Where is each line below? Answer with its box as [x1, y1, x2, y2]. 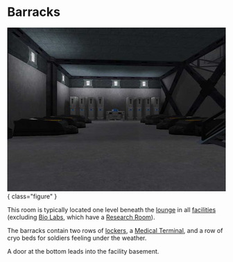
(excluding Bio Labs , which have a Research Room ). [7, 213, 155, 221]
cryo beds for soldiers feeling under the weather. [7, 234, 147, 242]
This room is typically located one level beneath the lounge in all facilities [7, 205, 216, 213]
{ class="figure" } [7, 192, 58, 200]
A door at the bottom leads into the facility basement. [7, 247, 159, 255]
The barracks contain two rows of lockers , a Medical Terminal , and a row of [7, 226, 223, 234]
